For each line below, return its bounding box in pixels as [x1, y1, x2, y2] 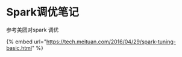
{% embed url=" [6, 38, 47, 45]
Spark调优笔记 [6, 5, 80, 19]
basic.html [6, 44, 32, 51]
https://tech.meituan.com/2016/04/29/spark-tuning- [46, 38, 176, 45]
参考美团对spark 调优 [6, 26, 59, 33]
